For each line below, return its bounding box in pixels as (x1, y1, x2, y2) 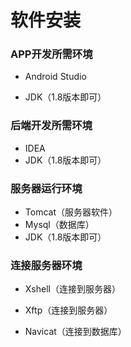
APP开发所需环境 (10, 47, 93, 61)
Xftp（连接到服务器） (24, 304, 113, 316)
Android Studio (24, 71, 87, 83)
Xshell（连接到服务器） (24, 283, 121, 295)
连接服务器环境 (10, 259, 83, 272)
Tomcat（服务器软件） (24, 206, 118, 218)
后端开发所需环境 (10, 119, 93, 133)
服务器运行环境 (10, 181, 83, 195)
